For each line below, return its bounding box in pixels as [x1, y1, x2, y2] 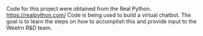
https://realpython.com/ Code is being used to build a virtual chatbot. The [6, 11, 191, 19]
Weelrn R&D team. [6, 24, 52, 31]
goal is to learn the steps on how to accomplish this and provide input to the [6, 18, 197, 25]
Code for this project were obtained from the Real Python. [6, 5, 152, 12]
